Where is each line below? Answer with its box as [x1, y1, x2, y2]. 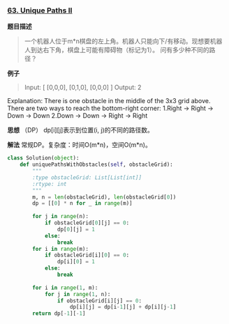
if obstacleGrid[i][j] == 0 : [57, 297, 142, 304]
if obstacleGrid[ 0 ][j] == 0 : [44, 219, 130, 226]
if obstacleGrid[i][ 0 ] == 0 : [44, 252, 130, 259]
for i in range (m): [32, 245, 89, 252]
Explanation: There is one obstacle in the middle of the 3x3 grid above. [7, 97, 211, 105]
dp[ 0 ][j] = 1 [57, 226, 96, 233]
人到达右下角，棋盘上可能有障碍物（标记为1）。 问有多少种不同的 [24, 46, 209, 54]
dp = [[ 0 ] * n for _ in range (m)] [32, 200, 133, 207]
